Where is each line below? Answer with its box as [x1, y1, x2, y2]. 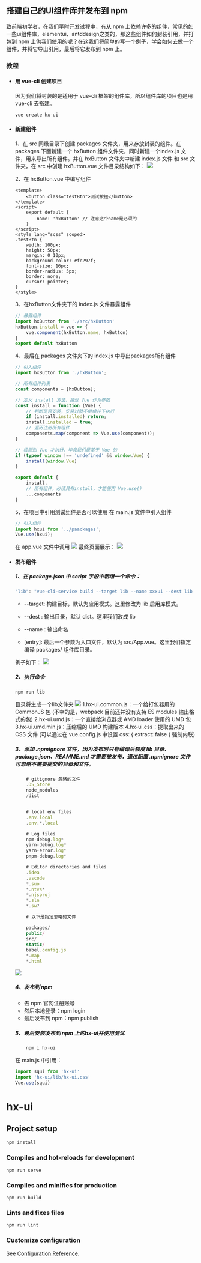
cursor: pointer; [26, 279, 69, 285]
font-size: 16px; [26, 263, 69, 269]
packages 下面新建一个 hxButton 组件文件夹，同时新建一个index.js [14, 148, 180, 155]
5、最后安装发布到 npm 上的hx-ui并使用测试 [14, 1029, 125, 1037]
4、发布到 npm [14, 983, 53, 990]
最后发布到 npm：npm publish [23, 1014, 99, 1022]
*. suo [26, 880, 40, 887]
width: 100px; [26, 242, 61, 248]
